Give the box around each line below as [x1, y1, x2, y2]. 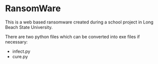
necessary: [5, 39, 28, 44]
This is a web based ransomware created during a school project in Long [5, 19, 154, 25]
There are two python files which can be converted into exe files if [5, 34, 140, 40]
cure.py [12, 53, 28, 59]
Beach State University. [5, 24, 53, 30]
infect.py [12, 48, 31, 54]
